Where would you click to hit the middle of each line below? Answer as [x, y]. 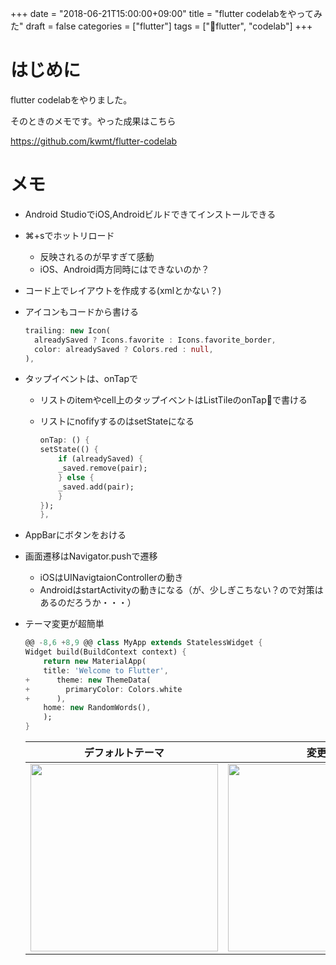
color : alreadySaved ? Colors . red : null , [124, 349]
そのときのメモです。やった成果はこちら [93, 121]
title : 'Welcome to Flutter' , [106, 670]
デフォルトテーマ [124, 752]
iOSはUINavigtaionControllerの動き [111, 578]
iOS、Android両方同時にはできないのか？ [124, 269]
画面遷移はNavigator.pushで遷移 [91, 556]
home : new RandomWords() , [97, 708]
